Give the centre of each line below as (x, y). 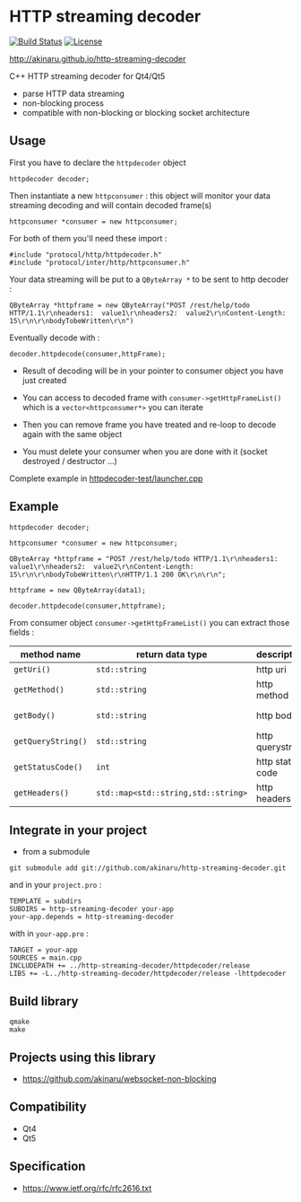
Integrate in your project (78, 830)
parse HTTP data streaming (73, 93)
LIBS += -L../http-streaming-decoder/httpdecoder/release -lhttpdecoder (148, 974)
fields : (22, 632)
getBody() (34, 715)
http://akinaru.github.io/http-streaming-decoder (98, 58)
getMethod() (39, 689)
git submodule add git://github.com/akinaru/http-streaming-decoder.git (148, 868)
